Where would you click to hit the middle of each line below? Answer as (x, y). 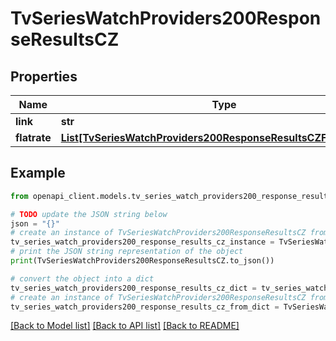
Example (38, 173)
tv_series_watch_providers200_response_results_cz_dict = (133, 288)
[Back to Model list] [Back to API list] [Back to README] (125, 326)
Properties (44, 76)
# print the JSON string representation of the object (127, 252)
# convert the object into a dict (82, 278)
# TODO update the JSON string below (89, 214)
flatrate (33, 137)
